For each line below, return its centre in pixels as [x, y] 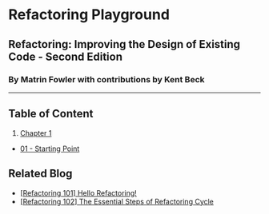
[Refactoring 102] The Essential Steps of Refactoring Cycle [117, 201]
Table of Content [51, 114]
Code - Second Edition [65, 56]
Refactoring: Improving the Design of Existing [124, 44]
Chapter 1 [36, 133]
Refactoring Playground [89, 15]
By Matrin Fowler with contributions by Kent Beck [107, 79]
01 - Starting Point [50, 149]
